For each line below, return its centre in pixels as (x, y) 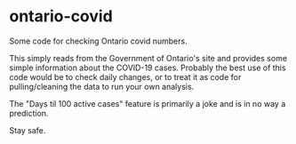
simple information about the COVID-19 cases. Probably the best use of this (148, 68)
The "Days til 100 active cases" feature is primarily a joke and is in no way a (148, 103)
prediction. (29, 113)
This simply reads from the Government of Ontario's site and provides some (148, 58)
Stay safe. (28, 130)
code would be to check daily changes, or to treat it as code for (125, 76)
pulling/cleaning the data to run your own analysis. (102, 86)
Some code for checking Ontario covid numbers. (99, 41)
